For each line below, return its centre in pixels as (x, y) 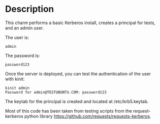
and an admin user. (25, 28)
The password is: (23, 56)
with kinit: (15, 79)
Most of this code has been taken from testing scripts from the (68, 111)
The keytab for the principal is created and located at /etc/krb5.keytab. (77, 101)
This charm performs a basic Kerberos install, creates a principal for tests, (80, 23)
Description (30, 9)
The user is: (17, 37)
